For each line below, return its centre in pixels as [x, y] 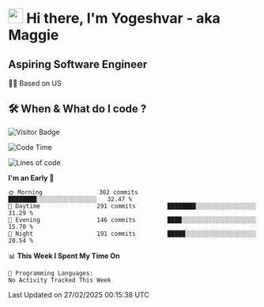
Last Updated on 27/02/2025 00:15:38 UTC [79, 294]
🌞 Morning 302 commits [73, 192]
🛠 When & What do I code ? [77, 109]
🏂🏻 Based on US [35, 83]
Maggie [34, 35]
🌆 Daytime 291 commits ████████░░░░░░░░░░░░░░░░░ [132, 206]
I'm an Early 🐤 [31, 178]
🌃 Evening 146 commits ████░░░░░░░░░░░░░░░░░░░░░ [132, 220]
